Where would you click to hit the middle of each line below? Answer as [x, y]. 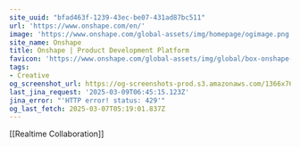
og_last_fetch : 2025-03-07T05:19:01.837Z [87, 109]
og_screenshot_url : [46, 84]
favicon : [25, 59]
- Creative [29, 76]
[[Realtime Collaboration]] [57, 134]
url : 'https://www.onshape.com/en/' [77, 26]
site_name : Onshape [46, 42]
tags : [19, 68]
